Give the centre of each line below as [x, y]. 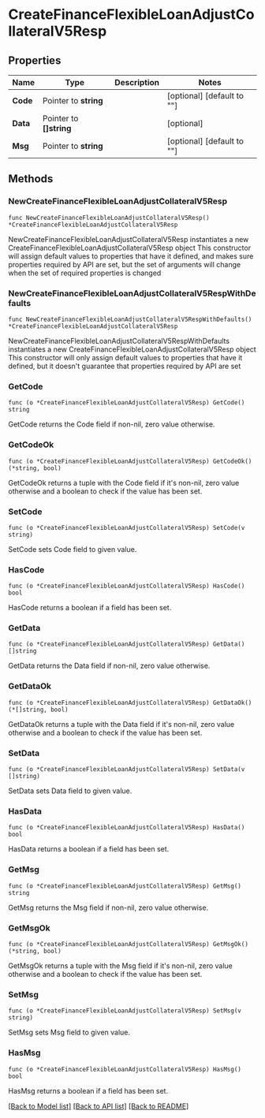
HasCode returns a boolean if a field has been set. [90, 608]
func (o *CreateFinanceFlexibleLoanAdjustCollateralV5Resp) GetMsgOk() [128, 944]
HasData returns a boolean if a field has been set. [89, 849]
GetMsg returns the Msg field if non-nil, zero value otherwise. [108, 907]
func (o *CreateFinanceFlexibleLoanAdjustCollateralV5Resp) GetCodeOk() [130, 461]
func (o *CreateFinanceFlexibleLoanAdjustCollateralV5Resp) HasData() [127, 828]
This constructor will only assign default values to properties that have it [125, 357]
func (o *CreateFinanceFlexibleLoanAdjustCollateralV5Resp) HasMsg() [125, 1069]
